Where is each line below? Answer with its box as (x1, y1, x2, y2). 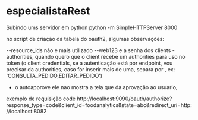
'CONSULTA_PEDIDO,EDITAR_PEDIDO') (6, 72, 103, 79)
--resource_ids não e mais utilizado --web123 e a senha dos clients (6, 46, 171, 54)
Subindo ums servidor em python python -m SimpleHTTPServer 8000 (6, 24, 178, 31)
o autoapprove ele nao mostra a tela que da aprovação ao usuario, (14, 83, 178, 90)
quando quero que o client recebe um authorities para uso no (34, 53, 186, 60)
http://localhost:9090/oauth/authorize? (77, 95, 172, 102)
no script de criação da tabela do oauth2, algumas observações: (6, 35, 165, 42)
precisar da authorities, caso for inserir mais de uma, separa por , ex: (6, 65, 175, 72)
